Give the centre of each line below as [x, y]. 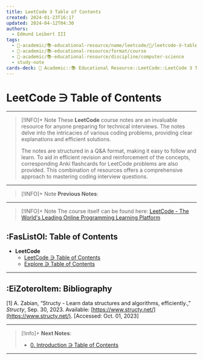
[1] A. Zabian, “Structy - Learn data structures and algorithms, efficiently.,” [99, 303]
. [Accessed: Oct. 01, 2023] [105, 316]
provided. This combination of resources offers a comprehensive [102, 170]
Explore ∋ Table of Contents [60, 264]
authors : [17, 29]
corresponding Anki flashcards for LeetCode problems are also [99, 164]
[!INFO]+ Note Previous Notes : [60, 194]
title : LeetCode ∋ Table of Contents [54, 12]
